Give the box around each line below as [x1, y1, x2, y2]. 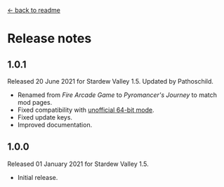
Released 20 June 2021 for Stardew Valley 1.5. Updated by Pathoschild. [7, 77, 214, 85]
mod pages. [17, 98, 53, 106]
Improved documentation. [17, 121, 93, 129]
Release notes [7, 31, 92, 46]
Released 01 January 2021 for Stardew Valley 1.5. [7, 160, 149, 168]
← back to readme [7, 6, 61, 14]
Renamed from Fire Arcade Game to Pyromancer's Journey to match [17, 91, 218, 99]
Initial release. [17, 173, 58, 181]
